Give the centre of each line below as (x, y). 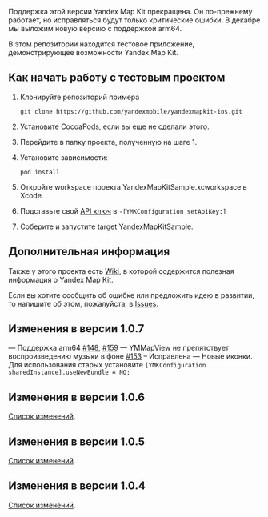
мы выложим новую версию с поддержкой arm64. (95, 28)
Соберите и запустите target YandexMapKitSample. (106, 226)
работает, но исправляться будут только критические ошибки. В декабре (134, 20)
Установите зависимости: (64, 157)
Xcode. (32, 195)
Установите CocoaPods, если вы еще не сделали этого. (114, 126)
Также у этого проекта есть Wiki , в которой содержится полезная (121, 271)
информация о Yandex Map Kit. (61, 279)
